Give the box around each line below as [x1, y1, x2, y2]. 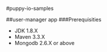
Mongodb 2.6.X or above [14, 40, 75, 46]
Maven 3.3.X [14, 34, 45, 40]
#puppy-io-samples [6, 5, 54, 12]
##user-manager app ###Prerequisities [6, 16, 102, 23]
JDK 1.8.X [14, 27, 38, 34]
